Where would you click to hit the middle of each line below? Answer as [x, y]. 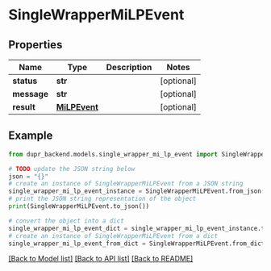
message [30, 94]
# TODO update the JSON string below [72, 169]
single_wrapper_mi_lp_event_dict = [68, 228]
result [24, 107]
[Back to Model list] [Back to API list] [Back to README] [101, 259]
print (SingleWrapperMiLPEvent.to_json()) [79, 206]
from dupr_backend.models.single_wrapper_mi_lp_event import [113, 154]
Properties [35, 45]
